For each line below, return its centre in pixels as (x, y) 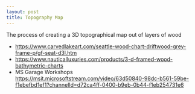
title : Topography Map (35, 17)
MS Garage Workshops (44, 72)
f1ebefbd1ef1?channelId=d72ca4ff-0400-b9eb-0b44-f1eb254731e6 (99, 84)
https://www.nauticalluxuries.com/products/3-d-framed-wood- (94, 59)
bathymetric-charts (39, 65)
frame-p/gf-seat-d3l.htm (46, 52)
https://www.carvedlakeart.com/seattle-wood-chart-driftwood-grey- (101, 46)
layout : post (23, 12)
